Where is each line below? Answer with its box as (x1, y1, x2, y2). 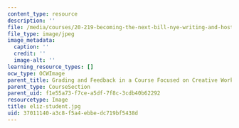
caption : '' (14, 43, 50, 50)
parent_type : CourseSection (7, 83, 91, 90)
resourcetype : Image (7, 97, 69, 104)
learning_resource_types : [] (7, 63, 94, 70)
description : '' (7, 17, 55, 24)
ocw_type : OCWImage (7, 70, 65, 77)
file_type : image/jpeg (7, 30, 75, 38)
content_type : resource (7, 10, 78, 18)
